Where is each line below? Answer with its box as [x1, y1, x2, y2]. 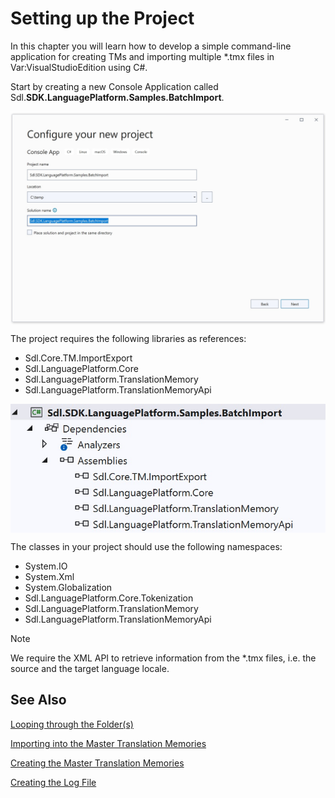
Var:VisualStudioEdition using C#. [10, 61, 148, 73]
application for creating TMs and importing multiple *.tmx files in [10, 50, 275, 62]
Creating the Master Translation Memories [10, 757, 185, 769]
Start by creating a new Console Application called [10, 80, 219, 92]
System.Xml [24, 570, 75, 582]
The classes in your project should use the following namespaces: [10, 540, 283, 552]
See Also [10, 692, 67, 709]
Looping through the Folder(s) [10, 718, 134, 730]
